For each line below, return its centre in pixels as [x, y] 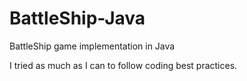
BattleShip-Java [77, 18]
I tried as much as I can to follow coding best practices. [123, 65]
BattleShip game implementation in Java [92, 46]
